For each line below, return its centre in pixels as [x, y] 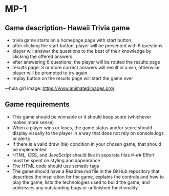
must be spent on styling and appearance [56, 160]
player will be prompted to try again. [50, 73]
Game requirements [37, 104]
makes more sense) [33, 122]
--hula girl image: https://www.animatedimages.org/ [60, 88]
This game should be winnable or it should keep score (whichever [82, 116]
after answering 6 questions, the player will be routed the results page [86, 62]
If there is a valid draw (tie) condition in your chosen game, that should [87, 144]
